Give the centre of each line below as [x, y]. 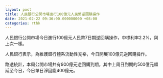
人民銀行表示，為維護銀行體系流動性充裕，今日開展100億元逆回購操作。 [77, 54]
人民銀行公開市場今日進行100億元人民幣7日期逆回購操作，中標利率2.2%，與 [82, 38]
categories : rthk [23, 23]
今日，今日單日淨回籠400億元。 [46, 71]
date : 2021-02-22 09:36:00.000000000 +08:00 [51, 19]
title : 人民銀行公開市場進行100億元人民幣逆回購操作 [53, 14]
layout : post [18, 10]
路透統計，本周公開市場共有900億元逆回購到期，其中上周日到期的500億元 [80, 64]
